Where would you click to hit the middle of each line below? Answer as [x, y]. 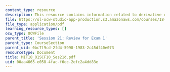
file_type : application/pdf [35, 24]
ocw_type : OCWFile [25, 33]
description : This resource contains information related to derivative [83, 15]
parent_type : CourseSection [35, 43]
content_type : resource [30, 10]
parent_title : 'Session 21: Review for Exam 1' [56, 39]
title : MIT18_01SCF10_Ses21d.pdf [40, 57]
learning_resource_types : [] [36, 29]
